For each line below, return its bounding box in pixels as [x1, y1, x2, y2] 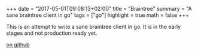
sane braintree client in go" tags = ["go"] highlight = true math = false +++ [6, 11, 190, 19]
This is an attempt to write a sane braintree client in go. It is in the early [6, 23, 181, 30]
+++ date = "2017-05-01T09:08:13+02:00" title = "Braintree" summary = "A [6, 5, 193, 12]
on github [6, 41, 30, 48]
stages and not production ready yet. [6, 29, 98, 37]
